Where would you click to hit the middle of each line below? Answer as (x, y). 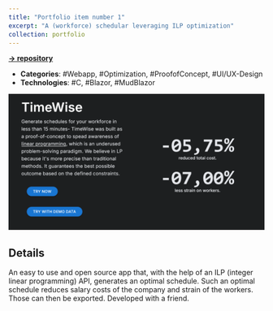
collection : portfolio (47, 34)
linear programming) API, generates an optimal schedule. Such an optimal (132, 281)
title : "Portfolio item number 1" (67, 17)
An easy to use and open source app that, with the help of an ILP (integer (131, 272)
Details (26, 253)
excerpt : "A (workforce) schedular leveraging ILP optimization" (121, 26)
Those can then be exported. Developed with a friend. (99, 298)
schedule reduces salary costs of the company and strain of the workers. (131, 289)
